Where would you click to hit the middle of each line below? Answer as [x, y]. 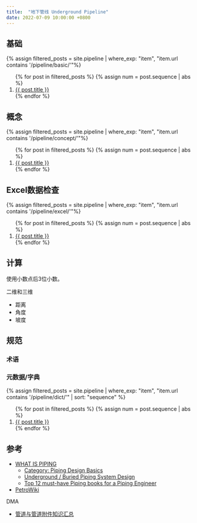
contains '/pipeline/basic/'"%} [44, 65]
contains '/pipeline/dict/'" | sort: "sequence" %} [66, 397]
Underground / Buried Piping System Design [79, 477]
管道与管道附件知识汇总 [44, 514]
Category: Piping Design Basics [63, 470]
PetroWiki [27, 490]
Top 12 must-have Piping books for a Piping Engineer [90, 484]
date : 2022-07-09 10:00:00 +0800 [48, 18]
